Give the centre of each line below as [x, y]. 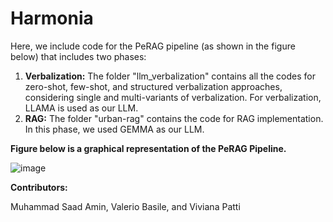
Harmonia [52, 18]
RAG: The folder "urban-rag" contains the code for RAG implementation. [174, 118]
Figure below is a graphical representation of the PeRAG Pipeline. [148, 148]
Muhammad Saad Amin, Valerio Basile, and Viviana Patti [125, 206]
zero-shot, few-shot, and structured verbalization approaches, [153, 86]
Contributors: [39, 187]
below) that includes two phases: [78, 56]
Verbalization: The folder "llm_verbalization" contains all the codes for [170, 76]
